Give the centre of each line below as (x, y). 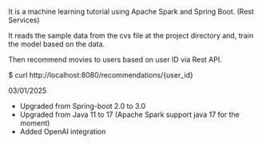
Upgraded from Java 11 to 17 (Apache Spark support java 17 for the (129, 114)
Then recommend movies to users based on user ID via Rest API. (115, 60)
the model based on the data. (57, 44)
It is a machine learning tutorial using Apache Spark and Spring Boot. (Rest (131, 12)
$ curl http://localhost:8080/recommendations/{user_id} (101, 75)
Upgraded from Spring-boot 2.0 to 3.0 (83, 106)
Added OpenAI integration (63, 132)
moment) (35, 123)
